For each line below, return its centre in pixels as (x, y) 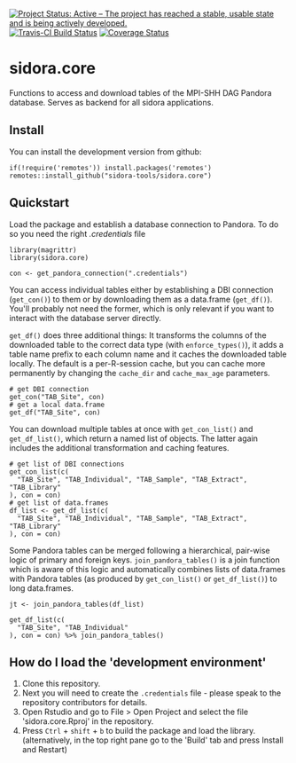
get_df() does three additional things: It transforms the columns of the (138, 335)
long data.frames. (41, 588)
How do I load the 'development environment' (138, 662)
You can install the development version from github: (105, 152)
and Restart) (45, 750)
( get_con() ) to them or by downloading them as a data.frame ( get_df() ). (141, 299)
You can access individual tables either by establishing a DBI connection (141, 289)
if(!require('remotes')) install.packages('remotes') (111, 168)
